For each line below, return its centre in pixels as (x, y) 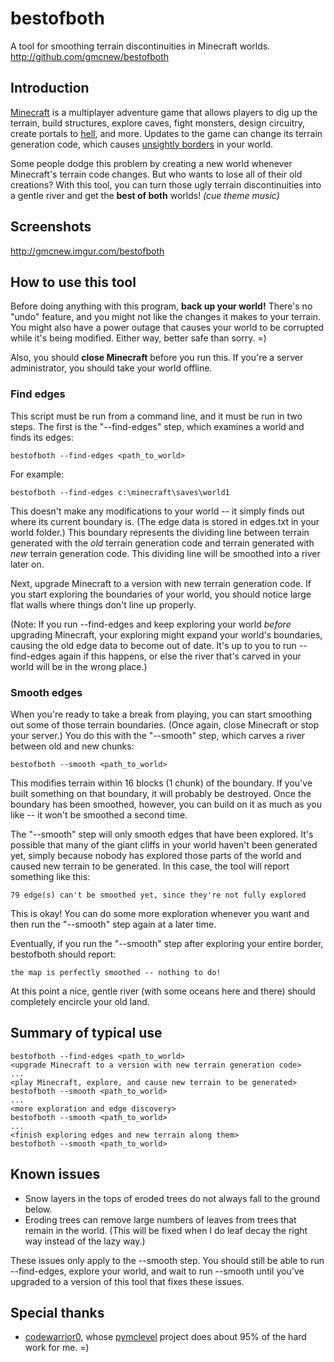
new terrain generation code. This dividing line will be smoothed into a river (165, 553)
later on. (27, 564)
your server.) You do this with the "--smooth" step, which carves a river (158, 735)
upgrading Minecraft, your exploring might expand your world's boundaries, (166, 634)
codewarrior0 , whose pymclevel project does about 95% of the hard (165, 1337)
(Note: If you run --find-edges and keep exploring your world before (151, 624)
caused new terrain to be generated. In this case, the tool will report (150, 866)
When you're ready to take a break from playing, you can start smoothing (161, 714)
